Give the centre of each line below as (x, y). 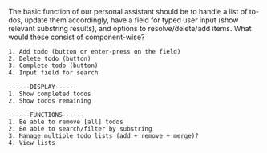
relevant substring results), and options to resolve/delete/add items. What (130, 28)
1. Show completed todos (50, 94)
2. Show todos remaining (50, 101)
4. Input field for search (53, 73)
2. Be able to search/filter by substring (80, 129)
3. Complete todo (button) (53, 66)
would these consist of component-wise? (77, 37)
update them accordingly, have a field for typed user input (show (131, 20)
